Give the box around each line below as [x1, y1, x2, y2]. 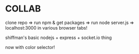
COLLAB [5, 3, 41, 14]
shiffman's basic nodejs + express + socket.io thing [5, 34, 112, 40]
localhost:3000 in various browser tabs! [5, 24, 88, 30]
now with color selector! [5, 44, 55, 50]
